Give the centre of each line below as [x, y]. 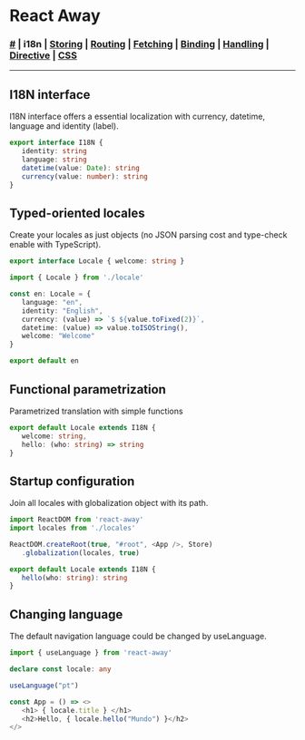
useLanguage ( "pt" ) [44, 686]
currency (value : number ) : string [84, 176]
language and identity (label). [64, 126]
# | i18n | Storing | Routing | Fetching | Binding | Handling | [139, 44]
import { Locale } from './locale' [77, 277]
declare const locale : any [60, 669]
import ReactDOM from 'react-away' [77, 520]
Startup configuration [72, 481]
